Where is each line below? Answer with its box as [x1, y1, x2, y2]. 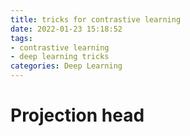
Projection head [10, 104, 145, 127]
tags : [10, 33, 33, 43]
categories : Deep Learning [10, 61, 123, 71]
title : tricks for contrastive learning [10, 14, 182, 25]
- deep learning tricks [10, 52, 110, 62]
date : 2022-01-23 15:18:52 [10, 24, 123, 34]
